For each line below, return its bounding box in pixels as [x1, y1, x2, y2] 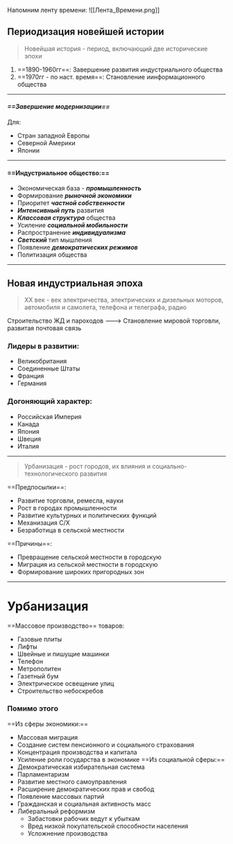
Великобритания [17, 357, 67, 366]
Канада [17, 420, 40, 428]
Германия [17, 379, 47, 388]
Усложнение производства [27, 829, 108, 837]
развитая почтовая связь [7, 324, 82, 332]
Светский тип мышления [17, 236, 92, 244]
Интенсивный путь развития [17, 206, 104, 215]
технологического [24, 469, 78, 478]
